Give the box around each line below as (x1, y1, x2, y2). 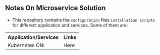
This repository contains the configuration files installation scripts (12, 17, 155, 23)
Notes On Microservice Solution (5, 4, 106, 12)
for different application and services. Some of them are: (12, 22, 128, 28)
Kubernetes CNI (7, 42, 45, 49)
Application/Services (7, 34, 59, 41)
